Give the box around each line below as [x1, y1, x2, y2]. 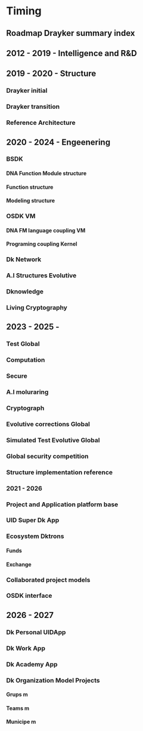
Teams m [6, 704, 30, 712]
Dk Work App [6, 644, 46, 652]
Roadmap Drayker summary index [6, 28, 135, 38]
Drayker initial [6, 87, 48, 95]
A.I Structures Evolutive [6, 271, 77, 280]
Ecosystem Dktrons [6, 532, 64, 540]
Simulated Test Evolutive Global [6, 436, 100, 444]
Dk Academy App [6, 660, 58, 668]
